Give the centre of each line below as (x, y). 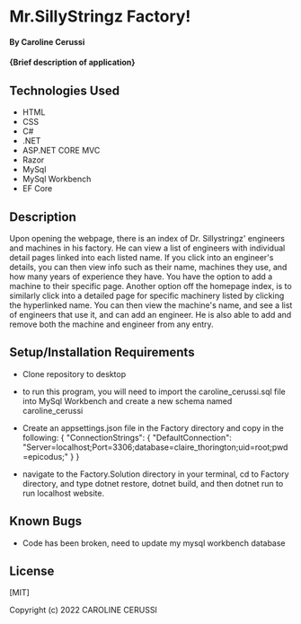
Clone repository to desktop (74, 374)
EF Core (37, 189)
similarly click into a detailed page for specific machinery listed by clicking (147, 295)
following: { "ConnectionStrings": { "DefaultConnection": (127, 437)
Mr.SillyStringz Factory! (100, 17)
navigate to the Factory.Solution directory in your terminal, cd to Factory (155, 474)
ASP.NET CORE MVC (61, 151)
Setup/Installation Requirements (102, 352)
